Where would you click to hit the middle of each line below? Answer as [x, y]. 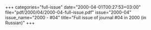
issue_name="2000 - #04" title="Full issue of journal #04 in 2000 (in [76, 17]
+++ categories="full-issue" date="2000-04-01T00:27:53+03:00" [73, 7]
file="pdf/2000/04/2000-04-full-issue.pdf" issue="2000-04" [68, 12]
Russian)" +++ [20, 23]
